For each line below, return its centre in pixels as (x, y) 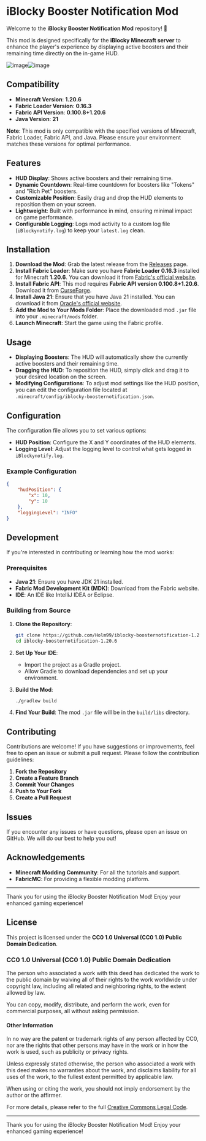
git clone (28, 635)
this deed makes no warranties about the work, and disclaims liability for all (101, 1070)
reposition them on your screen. (55, 204)
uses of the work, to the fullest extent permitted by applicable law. (90, 1077)
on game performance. (44, 217)
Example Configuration (41, 471)
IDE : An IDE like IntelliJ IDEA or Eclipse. (65, 595)
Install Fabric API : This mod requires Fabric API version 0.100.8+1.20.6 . (107, 284)
